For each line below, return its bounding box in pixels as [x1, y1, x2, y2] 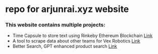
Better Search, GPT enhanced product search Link [12, 43, 117, 49]
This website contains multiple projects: [5, 21, 106, 28]
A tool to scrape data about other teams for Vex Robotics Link [12, 38, 140, 44]
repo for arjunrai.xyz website [5, 3, 129, 15]
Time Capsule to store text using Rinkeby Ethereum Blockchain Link [12, 32, 152, 38]
